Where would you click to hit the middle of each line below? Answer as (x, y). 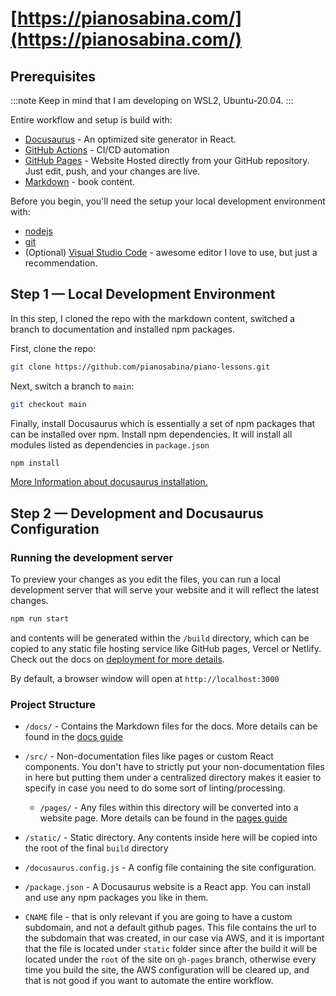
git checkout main (48, 404)
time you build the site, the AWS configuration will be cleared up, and (167, 970)
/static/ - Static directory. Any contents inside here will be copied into (171, 838)
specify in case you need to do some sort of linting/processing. (155, 788)
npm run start (40, 619)
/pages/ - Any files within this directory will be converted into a (169, 808)
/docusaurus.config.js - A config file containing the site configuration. (170, 868)
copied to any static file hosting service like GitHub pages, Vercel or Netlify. (166, 648)
